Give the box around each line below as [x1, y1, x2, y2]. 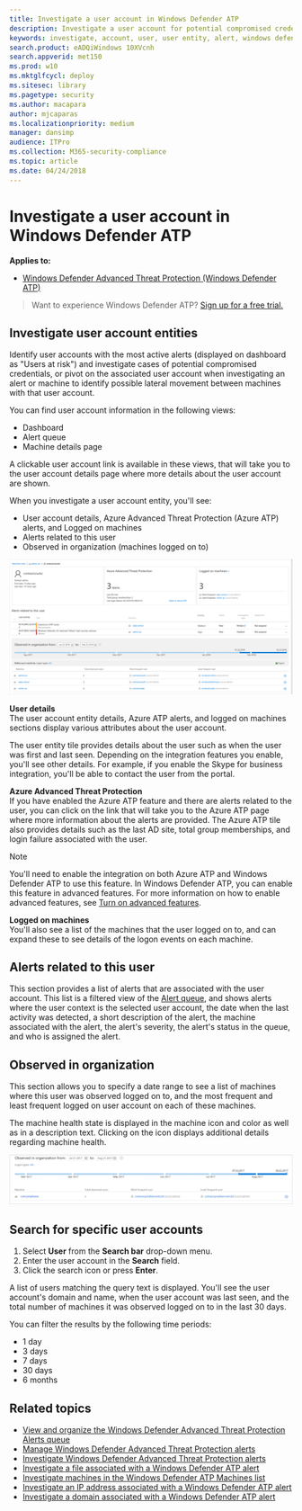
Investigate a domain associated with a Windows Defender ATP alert [22, 1491, 276, 1502]
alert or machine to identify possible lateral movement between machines [9, 378, 281, 389]
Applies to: [9, 255, 51, 265]
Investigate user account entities [9, 325, 198, 341]
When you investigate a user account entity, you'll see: [9, 496, 212, 506]
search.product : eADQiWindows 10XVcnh [9, 43, 155, 52]
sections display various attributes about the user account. [9, 722, 227, 733]
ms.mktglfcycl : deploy [9, 72, 94, 81]
